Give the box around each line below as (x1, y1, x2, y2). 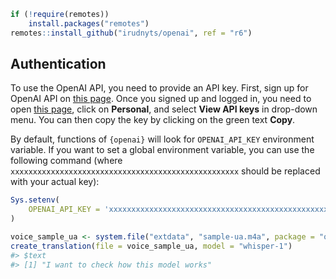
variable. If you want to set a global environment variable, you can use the (10, 144, 315, 156)
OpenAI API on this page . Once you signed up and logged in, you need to (10, 93, 312, 105)
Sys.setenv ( (10, 195, 60, 205)
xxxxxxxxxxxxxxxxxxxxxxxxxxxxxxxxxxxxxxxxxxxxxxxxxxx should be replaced (10, 165, 321, 177)
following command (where (10, 155, 123, 167)
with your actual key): (10, 176, 100, 188)
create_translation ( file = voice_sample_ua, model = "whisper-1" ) (10, 241, 293, 251)
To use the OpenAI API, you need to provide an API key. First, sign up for (10, 82, 309, 94)
